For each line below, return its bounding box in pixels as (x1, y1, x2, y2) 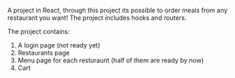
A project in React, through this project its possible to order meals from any (7, 6, 228, 14)
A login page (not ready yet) (17, 41, 100, 49)
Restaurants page (17, 49, 70, 57)
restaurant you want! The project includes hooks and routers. (7, 13, 187, 22)
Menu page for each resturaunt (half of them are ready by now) (17, 56, 204, 65)
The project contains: (7, 28, 70, 35)
